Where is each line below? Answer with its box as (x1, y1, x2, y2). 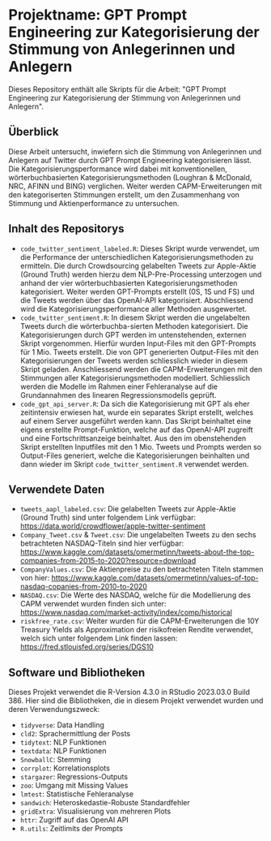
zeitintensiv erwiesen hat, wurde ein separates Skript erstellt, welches (19, 408, 254, 417)
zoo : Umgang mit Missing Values (19, 781, 129, 791)
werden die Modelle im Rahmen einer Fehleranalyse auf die (19, 382, 218, 391)
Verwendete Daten (8, 482, 105, 496)
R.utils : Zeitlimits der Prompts (19, 824, 124, 834)
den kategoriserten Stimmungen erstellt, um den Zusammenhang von (8, 189, 240, 200)
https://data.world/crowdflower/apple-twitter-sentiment (19, 521, 206, 531)
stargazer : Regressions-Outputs (19, 772, 128, 782)
